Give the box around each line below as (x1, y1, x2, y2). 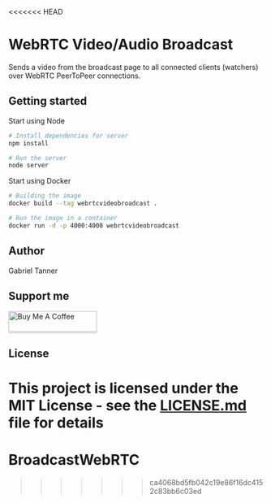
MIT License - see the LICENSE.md (8, 396, 247, 414)
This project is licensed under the (8, 379, 239, 397)
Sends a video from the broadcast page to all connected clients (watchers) (8, 62, 259, 72)
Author (8, 244, 45, 258)
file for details (8, 414, 104, 431)
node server (8, 162, 49, 170)
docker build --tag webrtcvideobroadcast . (8, 199, 158, 208)
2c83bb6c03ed (149, 486, 202, 496)
